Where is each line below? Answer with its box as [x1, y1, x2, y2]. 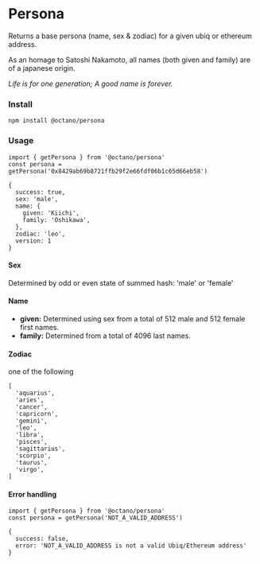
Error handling [8, 489, 57, 499]
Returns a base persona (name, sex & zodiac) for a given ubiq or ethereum [8, 31, 253, 41]
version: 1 [15, 236, 52, 245]
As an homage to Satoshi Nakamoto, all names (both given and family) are [8, 55, 251, 64]
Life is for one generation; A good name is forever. [8, 79, 173, 88]
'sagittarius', [15, 445, 66, 453]
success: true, [15, 188, 66, 196]
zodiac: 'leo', [15, 230, 66, 238]
